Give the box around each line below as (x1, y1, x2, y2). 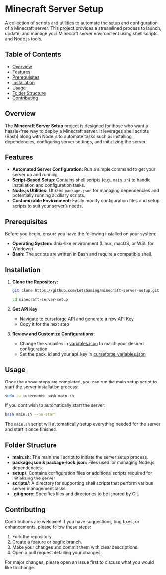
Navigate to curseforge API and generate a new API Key (19, 316, 134, 322)
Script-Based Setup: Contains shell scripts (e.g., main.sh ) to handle (12, 177, 151, 183)
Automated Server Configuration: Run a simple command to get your (12, 166, 156, 172)
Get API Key (12, 306, 38, 312)
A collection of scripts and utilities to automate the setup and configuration (5, 20, 158, 26)
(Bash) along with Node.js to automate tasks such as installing (5, 133, 132, 139)
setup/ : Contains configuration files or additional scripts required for (12, 470, 152, 476)
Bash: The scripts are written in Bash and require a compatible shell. (12, 251, 153, 257)
